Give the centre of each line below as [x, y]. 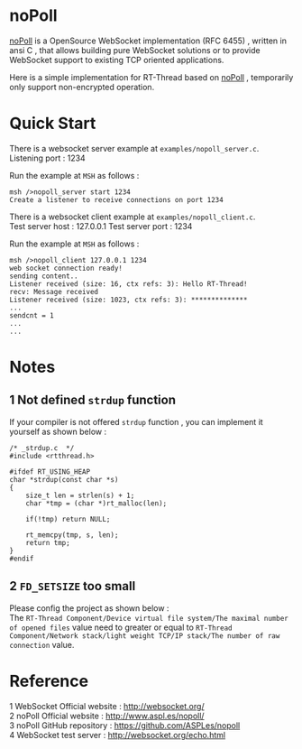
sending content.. [44, 276]
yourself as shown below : [58, 431]
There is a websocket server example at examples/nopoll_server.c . [134, 148]
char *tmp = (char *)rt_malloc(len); [96, 503]
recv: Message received [54, 291]
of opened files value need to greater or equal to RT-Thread [121, 627]
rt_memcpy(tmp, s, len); [72, 535]
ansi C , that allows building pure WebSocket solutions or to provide [135, 50]
